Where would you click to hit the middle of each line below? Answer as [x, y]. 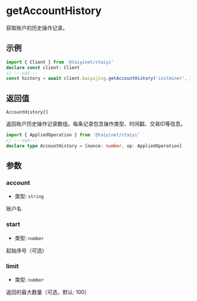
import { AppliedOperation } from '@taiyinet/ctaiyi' [73, 135]
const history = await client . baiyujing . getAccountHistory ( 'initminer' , [97, 78]
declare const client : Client [43, 68]
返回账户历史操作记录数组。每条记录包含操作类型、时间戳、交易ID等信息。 [96, 124]
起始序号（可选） [27, 250]
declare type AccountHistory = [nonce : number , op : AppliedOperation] [94, 146]
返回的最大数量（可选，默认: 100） [48, 292]
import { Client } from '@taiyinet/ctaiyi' [60, 62]
